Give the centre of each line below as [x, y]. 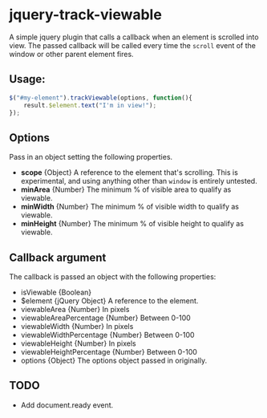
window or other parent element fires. [72, 54]
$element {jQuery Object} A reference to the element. [109, 301]
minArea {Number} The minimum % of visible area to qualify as [126, 189]
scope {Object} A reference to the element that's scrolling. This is [129, 172]
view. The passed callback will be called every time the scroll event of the [132, 45]
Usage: [28, 79]
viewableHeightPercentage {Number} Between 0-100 [109, 352]
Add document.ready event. [67, 405]
